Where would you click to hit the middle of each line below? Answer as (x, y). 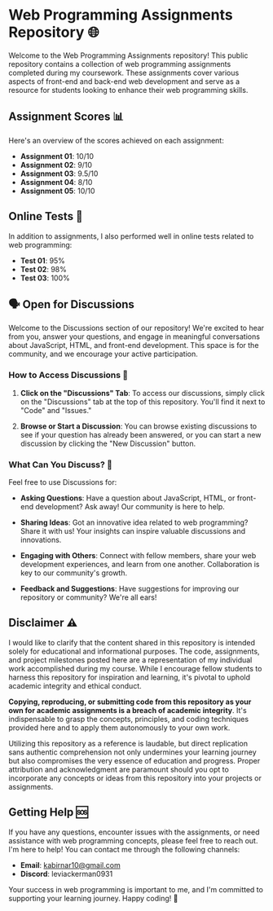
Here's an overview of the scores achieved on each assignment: (116, 140)
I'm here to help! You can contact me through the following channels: (124, 849)
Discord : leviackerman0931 (66, 874)
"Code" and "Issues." (56, 410)
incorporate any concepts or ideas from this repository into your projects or (135, 778)
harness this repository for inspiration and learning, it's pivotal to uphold (130, 677)
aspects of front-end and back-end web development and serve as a (124, 81)
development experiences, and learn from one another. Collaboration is (140, 564)
